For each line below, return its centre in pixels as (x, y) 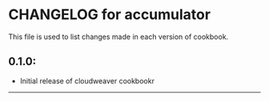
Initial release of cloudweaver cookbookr (87, 80)
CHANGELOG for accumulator (109, 15)
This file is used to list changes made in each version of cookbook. (118, 37)
